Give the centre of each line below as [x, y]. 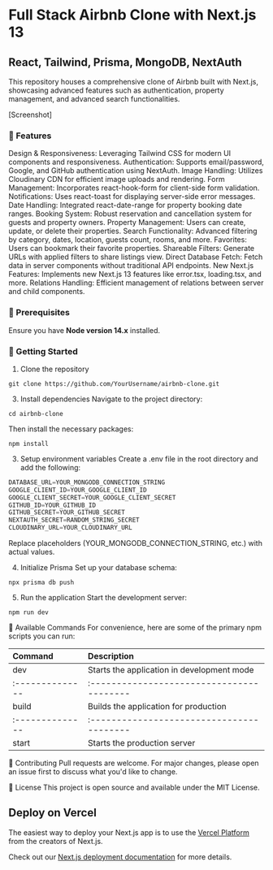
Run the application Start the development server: [103, 598]
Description [111, 656]
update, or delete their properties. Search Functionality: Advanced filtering [133, 231]
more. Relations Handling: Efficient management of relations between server [136, 283]
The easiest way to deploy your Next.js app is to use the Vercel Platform [129, 832]
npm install [28, 444]
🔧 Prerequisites [39, 313]
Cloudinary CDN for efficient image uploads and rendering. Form [117, 180]
